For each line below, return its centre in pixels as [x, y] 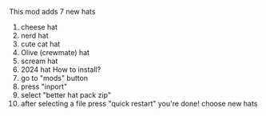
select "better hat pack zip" [66, 95]
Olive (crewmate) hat [55, 52]
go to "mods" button [54, 78]
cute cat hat [40, 44]
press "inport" [44, 86]
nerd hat [34, 36]
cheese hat [39, 27]
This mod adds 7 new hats [52, 12]
